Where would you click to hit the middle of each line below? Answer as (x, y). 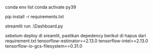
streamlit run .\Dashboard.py (34, 26)
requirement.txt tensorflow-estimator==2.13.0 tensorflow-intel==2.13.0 (77, 41)
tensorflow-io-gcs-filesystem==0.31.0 (44, 46)
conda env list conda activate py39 (41, 7)
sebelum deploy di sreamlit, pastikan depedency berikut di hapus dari (76, 36)
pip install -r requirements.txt (34, 16)
